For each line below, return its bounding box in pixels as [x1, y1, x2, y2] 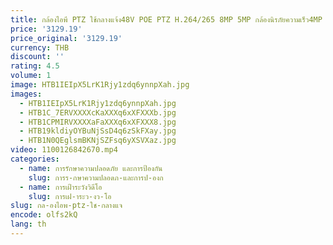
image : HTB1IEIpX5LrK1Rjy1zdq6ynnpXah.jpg [10, 80, 190, 90]
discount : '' [10, 52, 65, 62]
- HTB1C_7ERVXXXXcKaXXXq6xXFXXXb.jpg [19, 107, 177, 118]
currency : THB [10, 42, 70, 53]
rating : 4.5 [10, 61, 60, 71]
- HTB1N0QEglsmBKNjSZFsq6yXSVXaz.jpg [19, 136, 177, 146]
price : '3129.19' [10, 24, 83, 34]
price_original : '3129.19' [10, 33, 123, 43]
